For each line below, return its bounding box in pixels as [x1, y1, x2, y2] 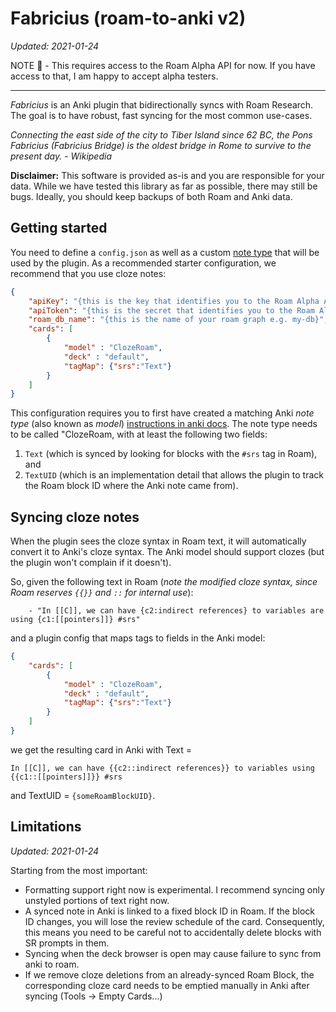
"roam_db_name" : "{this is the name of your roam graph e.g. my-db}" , [28, 315, 329, 325]
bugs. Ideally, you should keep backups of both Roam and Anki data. [10, 190, 293, 202]
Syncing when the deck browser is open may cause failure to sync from [24, 947, 322, 959]
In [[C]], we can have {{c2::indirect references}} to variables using [10, 763, 315, 773]
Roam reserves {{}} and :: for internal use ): [10, 587, 194, 599]
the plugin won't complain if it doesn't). [10, 557, 172, 569]
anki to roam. [24, 958, 80, 970]
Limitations [10, 818, 82, 836]
